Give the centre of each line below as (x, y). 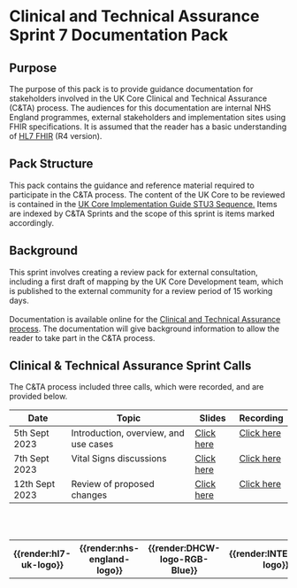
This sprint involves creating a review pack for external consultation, (133, 272)
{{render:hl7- (42, 553)
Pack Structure (51, 164)
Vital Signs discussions (119, 459)
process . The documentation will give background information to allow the (145, 329)
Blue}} (184, 570)
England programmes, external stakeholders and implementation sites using (148, 117)
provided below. (38, 397)
